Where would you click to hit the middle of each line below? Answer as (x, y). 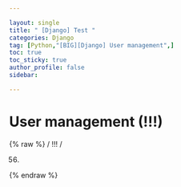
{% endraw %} (34, 175)
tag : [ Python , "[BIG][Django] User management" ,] (92, 45)
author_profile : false (47, 68)
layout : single (34, 22)
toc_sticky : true (38, 60)
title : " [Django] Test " (52, 30)
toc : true (26, 53)
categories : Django (42, 38)
